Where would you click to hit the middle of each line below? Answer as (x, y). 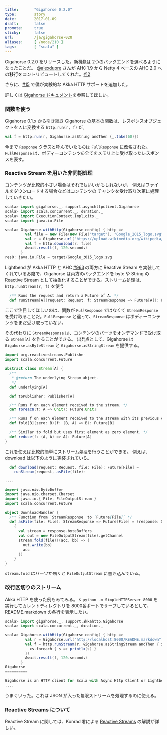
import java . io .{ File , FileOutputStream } (51, 499)
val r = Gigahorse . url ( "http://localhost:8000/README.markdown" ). (95, 640)
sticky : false (25, 33)
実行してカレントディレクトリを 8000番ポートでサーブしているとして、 (78, 606)
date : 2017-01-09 (31, 19)
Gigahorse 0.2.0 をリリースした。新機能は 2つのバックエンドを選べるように (83, 61)
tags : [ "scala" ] (32, 47)
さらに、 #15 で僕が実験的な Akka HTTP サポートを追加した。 (68, 84)
